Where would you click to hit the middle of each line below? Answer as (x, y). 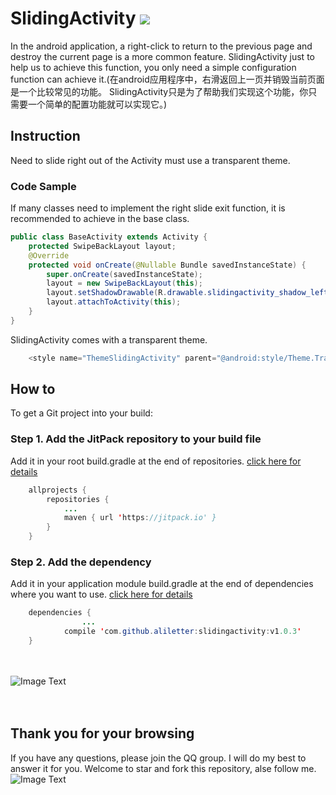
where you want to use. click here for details (101, 594)
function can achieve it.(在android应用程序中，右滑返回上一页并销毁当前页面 (167, 79)
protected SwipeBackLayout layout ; (102, 246)
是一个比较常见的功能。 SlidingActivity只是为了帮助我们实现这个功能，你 (159, 91)
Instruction (45, 136)
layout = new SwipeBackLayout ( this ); (124, 283)
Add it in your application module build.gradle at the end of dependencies (162, 584)
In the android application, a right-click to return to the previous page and (161, 46)
